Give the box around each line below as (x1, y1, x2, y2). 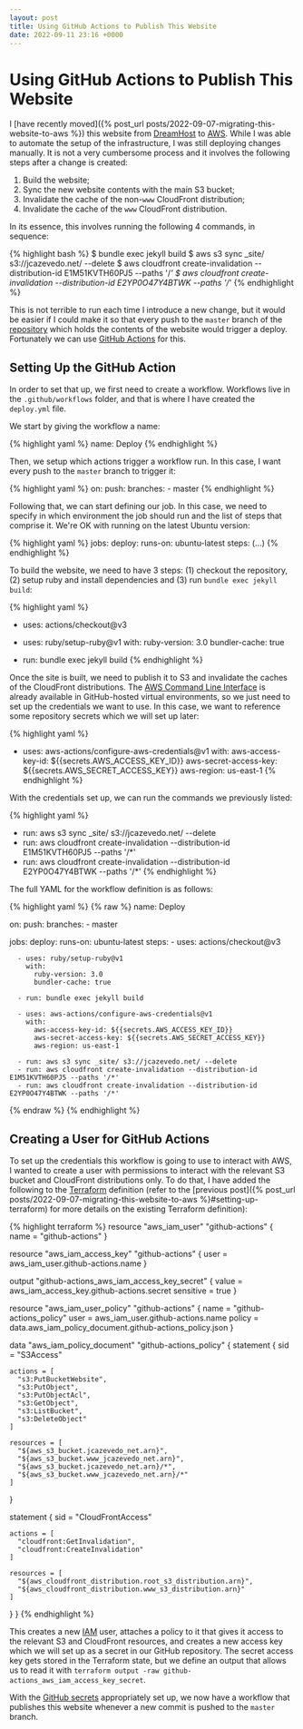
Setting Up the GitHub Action (9, 359, 177, 375)
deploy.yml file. (9, 403, 66, 414)
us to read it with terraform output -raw (9, 1665, 160, 1675)
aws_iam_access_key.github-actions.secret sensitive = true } (9, 1285, 238, 1296)
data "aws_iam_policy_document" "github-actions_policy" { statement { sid (9, 1340, 289, 1351)
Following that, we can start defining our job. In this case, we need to (9, 501, 268, 512)
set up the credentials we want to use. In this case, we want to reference (9, 701, 281, 712)
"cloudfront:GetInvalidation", (17, 1537, 136, 1546)
